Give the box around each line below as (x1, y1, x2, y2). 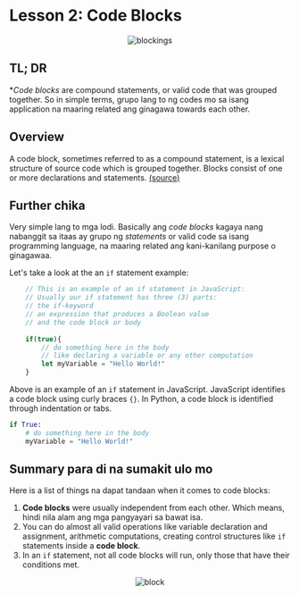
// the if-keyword (25, 301, 94, 311)
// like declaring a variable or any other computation (41, 351, 253, 360)
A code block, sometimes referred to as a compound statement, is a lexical (9, 153, 285, 163)
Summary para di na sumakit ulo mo (9, 462, 213, 477)
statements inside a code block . (21, 541, 141, 551)
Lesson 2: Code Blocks (9, 5, 183, 26)
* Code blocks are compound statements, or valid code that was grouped (9, 84, 278, 95)
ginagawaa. (9, 250, 52, 261)
